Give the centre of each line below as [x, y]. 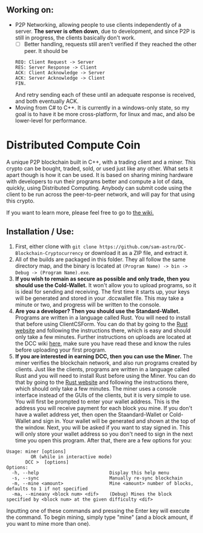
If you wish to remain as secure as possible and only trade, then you [102, 279]
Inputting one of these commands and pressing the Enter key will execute [98, 510]
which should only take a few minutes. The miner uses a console [96, 388]
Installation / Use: [40, 232]
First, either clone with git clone [56, 246]
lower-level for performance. [51, 120]
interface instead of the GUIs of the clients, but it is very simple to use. [103, 395]
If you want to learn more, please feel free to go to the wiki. [80, 212]
